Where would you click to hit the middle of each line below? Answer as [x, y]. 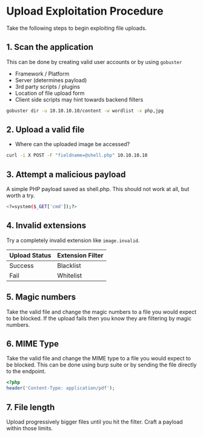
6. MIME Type [33, 344]
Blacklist [69, 265]
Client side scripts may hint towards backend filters [79, 99]
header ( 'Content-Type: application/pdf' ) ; [61, 388]
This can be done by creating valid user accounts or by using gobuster [94, 61]
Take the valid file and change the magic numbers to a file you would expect [101, 312]
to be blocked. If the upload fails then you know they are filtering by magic [99, 318]
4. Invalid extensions [46, 225]
